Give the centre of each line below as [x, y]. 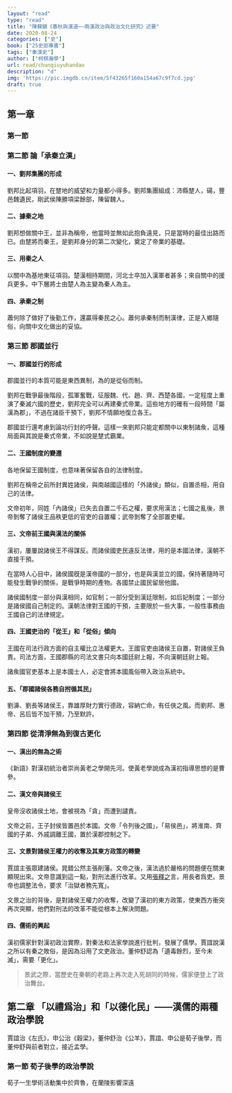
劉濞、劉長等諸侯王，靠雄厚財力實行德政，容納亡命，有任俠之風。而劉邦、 [113, 705]
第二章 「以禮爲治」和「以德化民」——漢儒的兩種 [113, 1007]
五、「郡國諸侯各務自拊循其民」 [51, 689]
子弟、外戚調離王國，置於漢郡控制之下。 [77, 834]
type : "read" [26, 20]
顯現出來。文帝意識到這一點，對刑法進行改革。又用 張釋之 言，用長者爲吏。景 [116, 876]
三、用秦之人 [25, 259]
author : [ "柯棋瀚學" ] [36, 59]
